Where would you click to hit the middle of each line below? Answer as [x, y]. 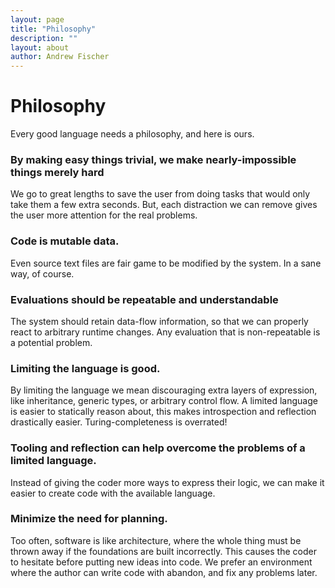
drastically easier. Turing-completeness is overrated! [119, 422]
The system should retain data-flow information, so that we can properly [159, 321]
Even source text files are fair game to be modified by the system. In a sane [166, 263]
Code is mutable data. [65, 241]
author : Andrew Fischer [60, 57]
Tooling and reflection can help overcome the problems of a [158, 448]
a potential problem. [51, 342]
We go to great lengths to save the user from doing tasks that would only [160, 194]
